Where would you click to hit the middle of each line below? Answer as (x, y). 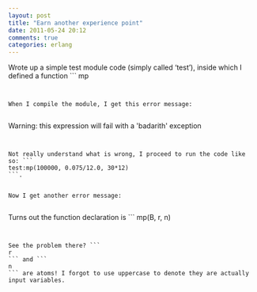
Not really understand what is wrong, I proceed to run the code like (127, 154)
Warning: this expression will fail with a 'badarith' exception (105, 126)
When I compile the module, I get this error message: (100, 104)
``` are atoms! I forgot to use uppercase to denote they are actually (128, 274)
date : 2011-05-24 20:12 (47, 30)
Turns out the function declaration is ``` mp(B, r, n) (90, 218)
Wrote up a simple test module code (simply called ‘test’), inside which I (125, 67)
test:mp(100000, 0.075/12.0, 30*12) (68, 168)
